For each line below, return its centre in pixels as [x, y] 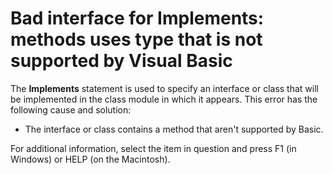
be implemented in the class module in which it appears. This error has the [164, 99]
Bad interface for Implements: [137, 18]
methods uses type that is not [136, 39]
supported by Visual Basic [121, 61]
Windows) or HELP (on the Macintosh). [90, 159]
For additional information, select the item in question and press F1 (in [153, 148]
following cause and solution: [71, 109]
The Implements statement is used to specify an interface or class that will [164, 88]
